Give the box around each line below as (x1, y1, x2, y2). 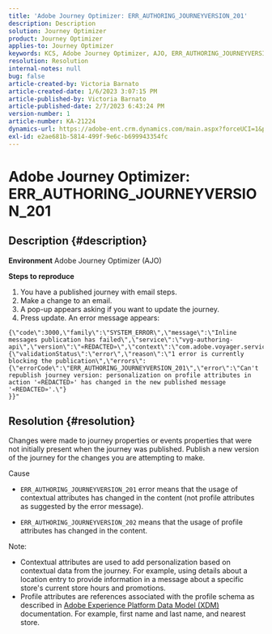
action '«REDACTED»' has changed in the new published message (8, 378, 227, 386)
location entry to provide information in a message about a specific (19, 575, 244, 585)
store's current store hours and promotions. (19, 583, 166, 593)
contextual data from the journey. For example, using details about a (19, 566, 249, 576)
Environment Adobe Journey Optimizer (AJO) (8, 255, 162, 265)
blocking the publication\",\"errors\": (8, 357, 147, 365)
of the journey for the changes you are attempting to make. (8, 453, 206, 463)
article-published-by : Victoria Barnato (8, 95, 147, 103)
